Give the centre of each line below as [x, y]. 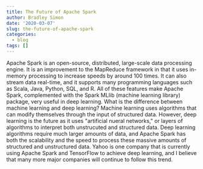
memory [17, 76]
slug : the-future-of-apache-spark [50, 29]
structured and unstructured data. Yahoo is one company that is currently [98, 147]
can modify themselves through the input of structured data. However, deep [101, 114]
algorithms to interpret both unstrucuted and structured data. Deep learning [101, 127]
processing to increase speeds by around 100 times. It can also [108, 76]
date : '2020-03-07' [31, 23]
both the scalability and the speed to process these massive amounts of [96, 140]
